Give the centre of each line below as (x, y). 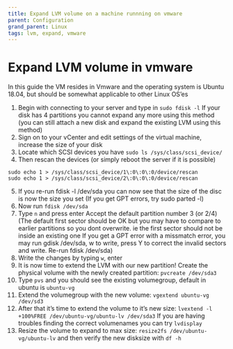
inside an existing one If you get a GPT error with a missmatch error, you (121, 236)
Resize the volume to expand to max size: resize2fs (93, 331)
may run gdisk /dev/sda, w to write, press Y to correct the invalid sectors (122, 243)
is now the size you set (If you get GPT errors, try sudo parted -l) (111, 199)
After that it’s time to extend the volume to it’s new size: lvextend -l (115, 309)
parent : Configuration (41, 20)
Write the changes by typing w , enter (70, 258)
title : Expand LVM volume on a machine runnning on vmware (95, 14)
